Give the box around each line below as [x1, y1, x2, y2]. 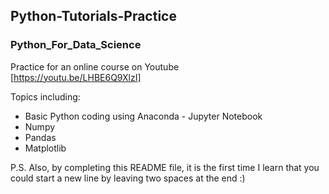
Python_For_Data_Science [10, 38, 142, 52]
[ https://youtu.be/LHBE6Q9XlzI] [10, 71, 142, 83]
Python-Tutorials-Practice [10, 8, 177, 25]
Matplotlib [24, 142, 67, 154]
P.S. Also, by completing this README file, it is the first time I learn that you [10, 161, 320, 173]
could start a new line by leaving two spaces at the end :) [10, 172, 246, 184]
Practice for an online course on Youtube [10, 60, 180, 73]
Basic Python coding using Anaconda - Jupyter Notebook [24, 110, 263, 122]
